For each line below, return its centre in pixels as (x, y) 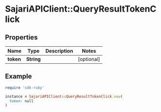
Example (18, 76)
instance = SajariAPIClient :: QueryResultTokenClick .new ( (64, 96)
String (33, 59)
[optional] (89, 59)
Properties (21, 37)
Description (59, 51)
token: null (22, 101)
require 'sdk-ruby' (25, 88)
